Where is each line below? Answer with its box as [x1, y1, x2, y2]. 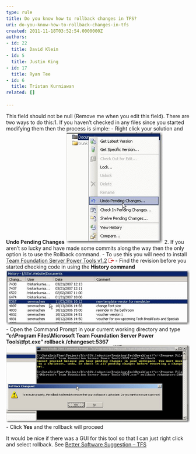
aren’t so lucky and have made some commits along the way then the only [6, 245, 185, 252]
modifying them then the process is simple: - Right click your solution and [6, 125, 183, 132]
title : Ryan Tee [11, 71, 51, 77]
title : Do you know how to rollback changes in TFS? [6, 15, 137, 22]
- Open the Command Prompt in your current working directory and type [6, 325, 181, 333]
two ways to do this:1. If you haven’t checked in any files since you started [6, 119, 184, 126]
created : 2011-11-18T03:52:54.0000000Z [6, 28, 103, 34]
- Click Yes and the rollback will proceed [6, 424, 104, 431]
